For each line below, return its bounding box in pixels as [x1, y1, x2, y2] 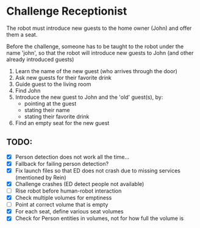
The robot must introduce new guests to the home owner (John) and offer [6, 24, 192, 32]
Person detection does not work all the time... [15, 153, 130, 160]
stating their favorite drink [24, 113, 90, 120]
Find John [15, 87, 41, 94]
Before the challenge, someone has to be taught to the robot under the [6, 43, 184, 50]
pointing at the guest [24, 99, 77, 107]
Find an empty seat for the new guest [15, 119, 110, 126]
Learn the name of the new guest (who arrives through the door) [15, 67, 178, 74]
